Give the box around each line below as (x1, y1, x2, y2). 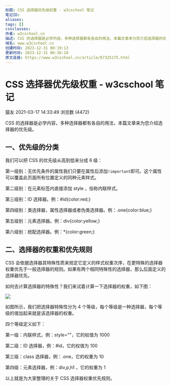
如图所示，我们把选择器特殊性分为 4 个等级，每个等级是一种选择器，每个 (5, 303, 158, 309)
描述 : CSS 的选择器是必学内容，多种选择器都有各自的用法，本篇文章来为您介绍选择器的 (5, 36, 163, 41)
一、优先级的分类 (5, 142, 59, 151)
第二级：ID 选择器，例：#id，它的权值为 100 (5, 343, 98, 349)
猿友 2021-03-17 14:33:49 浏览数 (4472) (5, 109, 90, 115)
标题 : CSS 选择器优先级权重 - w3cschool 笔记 (5, 7, 94, 13)
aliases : (5, 17, 24, 22)
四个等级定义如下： (5, 321, 46, 327)
